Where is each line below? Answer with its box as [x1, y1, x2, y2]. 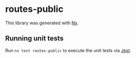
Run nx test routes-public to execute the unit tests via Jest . [5, 47, 131, 53]
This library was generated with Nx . [5, 20, 79, 26]
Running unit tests [5, 34, 64, 43]
